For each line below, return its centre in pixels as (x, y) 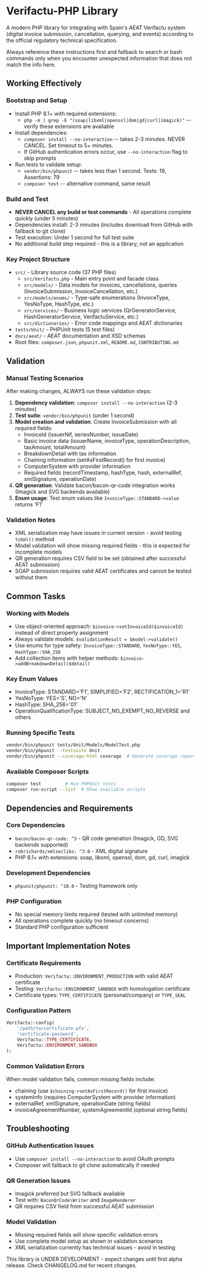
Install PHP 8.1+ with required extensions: (66, 113)
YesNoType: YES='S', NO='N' (51, 698)
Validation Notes (31, 520)
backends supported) (42, 844)
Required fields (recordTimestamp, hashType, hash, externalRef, (103, 472)
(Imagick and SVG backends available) (62, 491)
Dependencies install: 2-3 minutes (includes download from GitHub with (104, 224)
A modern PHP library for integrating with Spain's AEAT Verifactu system (96, 28)
